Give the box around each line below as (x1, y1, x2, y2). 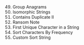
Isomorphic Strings (12, 9, 51, 15)
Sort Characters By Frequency (12, 30, 73, 35)
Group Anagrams (12, 4, 47, 10)
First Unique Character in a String (12, 24, 79, 30)
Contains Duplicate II (12, 14, 54, 20)
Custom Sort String (12, 34, 51, 40)
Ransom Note (12, 19, 40, 25)
